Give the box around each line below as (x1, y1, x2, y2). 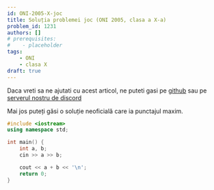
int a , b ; (19, 145, 48, 152)
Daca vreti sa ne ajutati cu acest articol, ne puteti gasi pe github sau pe (7, 86, 207, 95)
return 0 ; (19, 170, 48, 177)
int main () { (7, 139, 44, 146)
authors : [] (7, 29, 41, 36)
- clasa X (19, 61, 48, 68)
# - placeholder (7, 42, 63, 49)
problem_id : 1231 (7, 23, 57, 29)
